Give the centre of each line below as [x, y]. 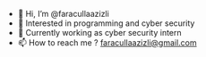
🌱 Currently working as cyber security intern [99, 33]
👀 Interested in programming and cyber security [106, 23]
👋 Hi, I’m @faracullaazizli [63, 14]
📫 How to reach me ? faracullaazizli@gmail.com [107, 43]
